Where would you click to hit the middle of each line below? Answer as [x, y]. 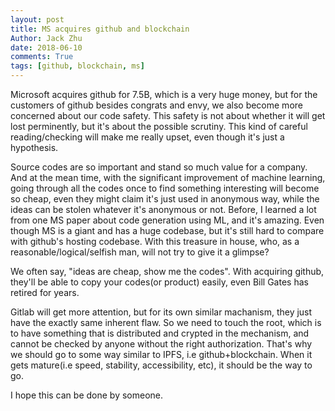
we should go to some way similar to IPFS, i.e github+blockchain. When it [161, 354]
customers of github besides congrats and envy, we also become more [156, 105]
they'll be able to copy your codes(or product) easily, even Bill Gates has [159, 282]
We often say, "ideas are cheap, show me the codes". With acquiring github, [167, 271]
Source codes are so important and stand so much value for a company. [159, 167]
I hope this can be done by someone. [87, 395]
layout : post [37, 19]
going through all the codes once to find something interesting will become [165, 188]
